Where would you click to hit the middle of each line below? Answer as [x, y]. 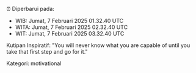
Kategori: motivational [34, 63]
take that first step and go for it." [47, 52]
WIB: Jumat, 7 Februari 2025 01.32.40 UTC [69, 21]
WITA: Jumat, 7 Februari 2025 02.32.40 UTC [71, 27]
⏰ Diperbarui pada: [31, 9]
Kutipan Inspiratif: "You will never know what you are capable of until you [98, 45]
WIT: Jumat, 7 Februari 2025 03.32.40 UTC [70, 33]
